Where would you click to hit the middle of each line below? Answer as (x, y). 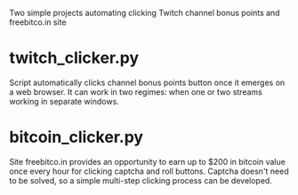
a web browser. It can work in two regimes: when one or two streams (136, 91)
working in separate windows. (64, 101)
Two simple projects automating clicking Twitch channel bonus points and (145, 13)
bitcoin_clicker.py (77, 137)
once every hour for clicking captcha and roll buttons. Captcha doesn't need (149, 171)
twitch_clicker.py (74, 58)
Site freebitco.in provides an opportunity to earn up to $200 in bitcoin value (148, 161)
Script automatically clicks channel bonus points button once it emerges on (147, 82)
